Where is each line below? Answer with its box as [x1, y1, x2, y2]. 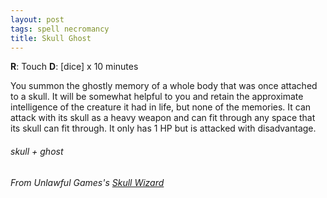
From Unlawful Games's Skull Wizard [10, 176, 165, 188]
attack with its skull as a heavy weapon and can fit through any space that [10, 112, 316, 124]
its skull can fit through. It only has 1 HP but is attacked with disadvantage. [10, 122, 317, 135]
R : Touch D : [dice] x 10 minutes [10, 61, 139, 73]
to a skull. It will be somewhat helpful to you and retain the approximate [10, 91, 304, 103]
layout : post [10, 14, 65, 25]
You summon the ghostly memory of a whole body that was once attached [10, 80, 318, 92]
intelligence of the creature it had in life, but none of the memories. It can [10, 101, 312, 113]
